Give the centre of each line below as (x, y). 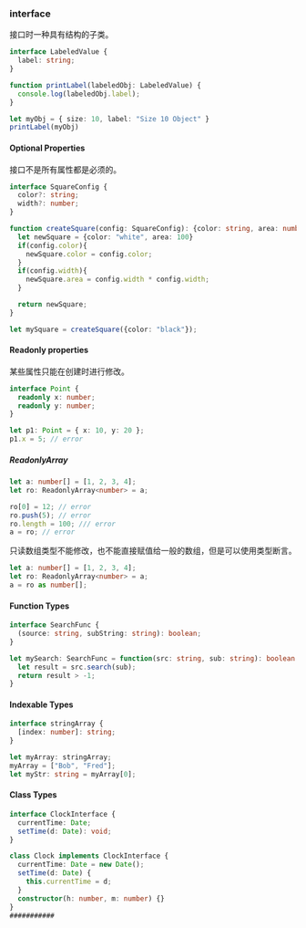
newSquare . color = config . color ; (89, 254)
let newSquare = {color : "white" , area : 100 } (106, 237)
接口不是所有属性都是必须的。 (65, 169)
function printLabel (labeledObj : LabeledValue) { (106, 85)
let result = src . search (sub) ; (77, 667)
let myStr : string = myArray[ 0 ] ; (73, 774)
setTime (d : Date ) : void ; (65, 831)
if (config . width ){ (53, 271)
